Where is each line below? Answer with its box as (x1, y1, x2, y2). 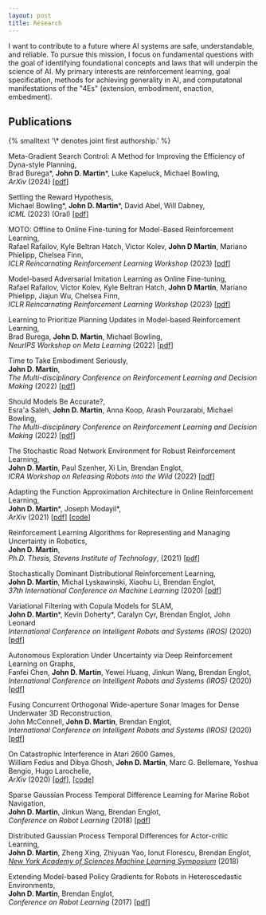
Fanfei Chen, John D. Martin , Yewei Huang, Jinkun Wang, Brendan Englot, (8, 668, 252, 677)
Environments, (8, 881, 56, 890)
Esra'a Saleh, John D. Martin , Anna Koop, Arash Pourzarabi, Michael (8, 405, 233, 415)
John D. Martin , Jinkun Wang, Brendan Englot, (8, 807, 161, 817)
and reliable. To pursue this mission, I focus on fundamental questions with (8, 49, 254, 59)
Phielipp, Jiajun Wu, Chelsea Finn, (8, 291, 120, 301)
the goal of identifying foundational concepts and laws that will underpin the (8, 57, 258, 68)
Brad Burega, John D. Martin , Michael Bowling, (8, 332, 163, 341)
